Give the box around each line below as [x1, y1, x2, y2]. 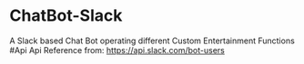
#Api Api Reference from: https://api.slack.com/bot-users [9, 44, 225, 55]
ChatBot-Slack [9, 5, 123, 26]
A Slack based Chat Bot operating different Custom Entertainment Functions [9, 35, 296, 46]
